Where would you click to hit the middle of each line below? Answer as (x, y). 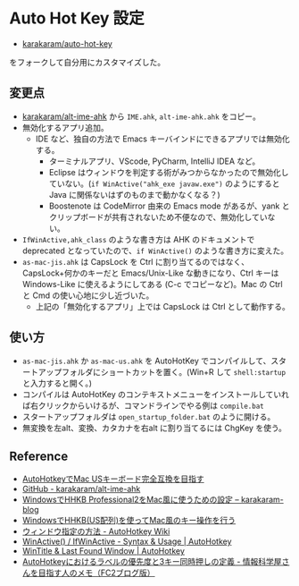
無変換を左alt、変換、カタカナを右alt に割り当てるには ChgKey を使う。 (154, 428)
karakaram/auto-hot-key (67, 43)
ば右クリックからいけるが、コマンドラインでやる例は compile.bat (143, 405)
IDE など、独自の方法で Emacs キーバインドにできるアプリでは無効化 (162, 139)
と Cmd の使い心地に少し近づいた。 (88, 295)
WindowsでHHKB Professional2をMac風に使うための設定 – (130, 500)
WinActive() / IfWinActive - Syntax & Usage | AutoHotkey (127, 541)
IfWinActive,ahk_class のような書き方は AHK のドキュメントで (138, 239)
